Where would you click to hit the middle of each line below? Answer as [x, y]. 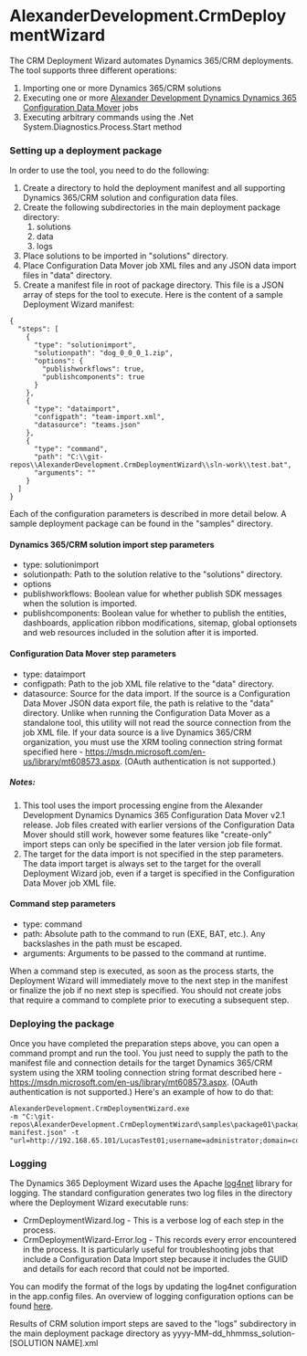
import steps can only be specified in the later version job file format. [153, 844]
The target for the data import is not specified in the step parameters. [153, 854]
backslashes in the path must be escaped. [102, 943]
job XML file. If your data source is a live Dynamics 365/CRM [137, 732]
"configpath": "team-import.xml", [100, 417]
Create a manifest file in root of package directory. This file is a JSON [153, 285]
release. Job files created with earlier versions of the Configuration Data [159, 825]
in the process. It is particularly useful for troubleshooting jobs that [148, 1250]
